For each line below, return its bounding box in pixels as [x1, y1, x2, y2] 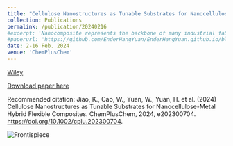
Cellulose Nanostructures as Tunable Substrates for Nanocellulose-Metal [7, 102, 216, 111]
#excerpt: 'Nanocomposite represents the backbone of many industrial [7, 29, 216, 37]
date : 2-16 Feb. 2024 [7, 42, 70, 49]
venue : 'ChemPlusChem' [7, 49, 73, 56]
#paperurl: [7, 36, 39, 43]
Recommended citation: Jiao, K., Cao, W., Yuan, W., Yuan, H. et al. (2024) [7, 95, 217, 103]
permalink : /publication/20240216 [7, 23, 107, 30]
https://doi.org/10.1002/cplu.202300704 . [7, 117, 123, 125]
